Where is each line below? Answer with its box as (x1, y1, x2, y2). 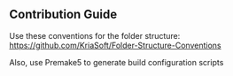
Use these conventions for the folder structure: (9, 30, 181, 41)
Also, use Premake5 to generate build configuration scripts (9, 57, 224, 67)
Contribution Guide (9, 7, 118, 22)
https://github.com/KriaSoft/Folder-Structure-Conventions (9, 40, 221, 50)
